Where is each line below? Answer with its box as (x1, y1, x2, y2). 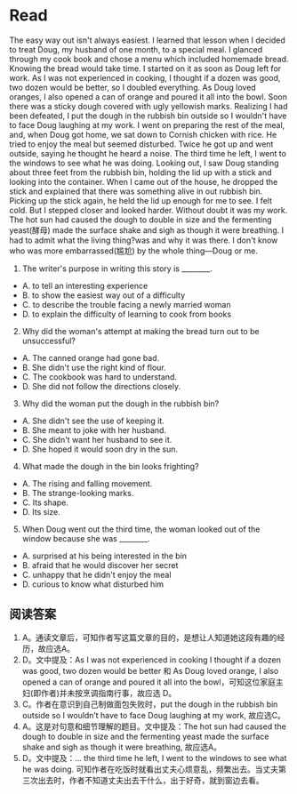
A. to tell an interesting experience (21, 280, 148, 291)
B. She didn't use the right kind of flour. (21, 362, 166, 373)
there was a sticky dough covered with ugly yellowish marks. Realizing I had (9, 100, 288, 111)
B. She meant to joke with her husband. (21, 424, 167, 436)
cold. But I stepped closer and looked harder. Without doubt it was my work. (9, 205, 288, 215)
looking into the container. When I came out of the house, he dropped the (9, 176, 278, 187)
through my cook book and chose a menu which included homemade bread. (9, 53, 289, 64)
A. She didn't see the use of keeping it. (21, 415, 165, 426)
